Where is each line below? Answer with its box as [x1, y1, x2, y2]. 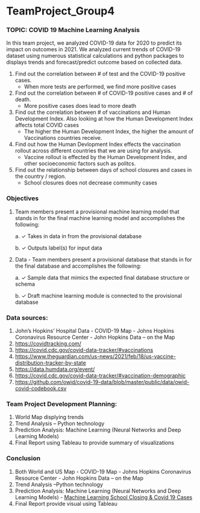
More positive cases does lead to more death [23, 102, 137, 110]
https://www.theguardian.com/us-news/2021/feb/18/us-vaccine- [14, 353, 177, 360]
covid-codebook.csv [14, 385, 67, 392]
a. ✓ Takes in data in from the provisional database [14, 232, 142, 239]
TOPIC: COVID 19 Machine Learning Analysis [6, 26, 140, 34]
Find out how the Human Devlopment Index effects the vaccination [14, 140, 181, 148]
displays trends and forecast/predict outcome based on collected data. [6, 58, 183, 66]
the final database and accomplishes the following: [14, 262, 142, 269]
